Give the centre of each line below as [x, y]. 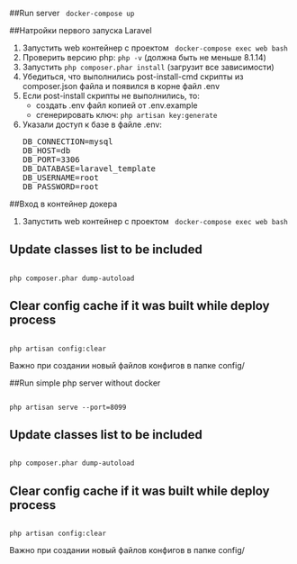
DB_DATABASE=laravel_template [89, 169]
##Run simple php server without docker [85, 383]
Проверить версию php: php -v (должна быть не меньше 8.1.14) [144, 57]
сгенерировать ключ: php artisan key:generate [126, 115]
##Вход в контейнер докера [63, 204]
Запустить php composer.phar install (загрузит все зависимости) [148, 67]
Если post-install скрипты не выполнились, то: [111, 96]
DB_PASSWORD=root [60, 187]
